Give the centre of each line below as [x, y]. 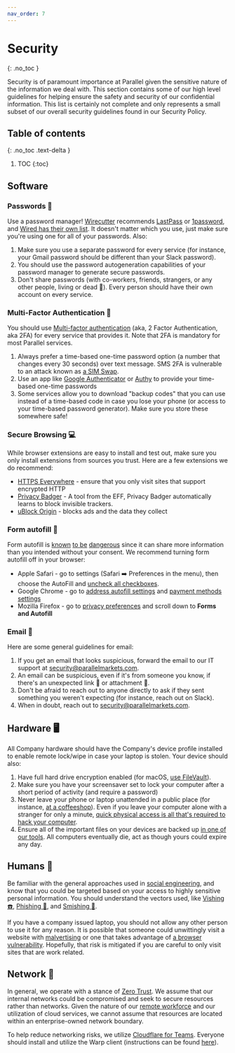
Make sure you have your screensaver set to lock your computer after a [121, 785]
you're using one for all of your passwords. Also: [77, 237]
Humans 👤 [30, 867]
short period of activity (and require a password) [88, 792]
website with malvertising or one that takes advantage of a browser [105, 937]
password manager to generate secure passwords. [91, 272]
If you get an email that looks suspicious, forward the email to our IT [115, 661]
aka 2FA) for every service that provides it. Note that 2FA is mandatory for [114, 336]
